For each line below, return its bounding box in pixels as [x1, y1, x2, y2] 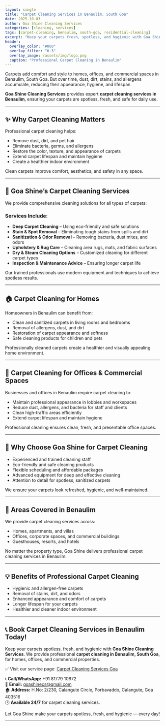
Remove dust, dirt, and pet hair [12, 138, 75, 144]
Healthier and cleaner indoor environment [12, 606, 97, 612]
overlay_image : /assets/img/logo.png [9, 53, 87, 58]
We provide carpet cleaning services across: [5, 519, 96, 525]
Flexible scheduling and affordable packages [12, 467, 103, 473]
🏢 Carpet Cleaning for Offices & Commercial [5, 369, 142, 377]
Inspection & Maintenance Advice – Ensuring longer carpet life [12, 260, 141, 266]
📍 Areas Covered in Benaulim [5, 505, 96, 514]
